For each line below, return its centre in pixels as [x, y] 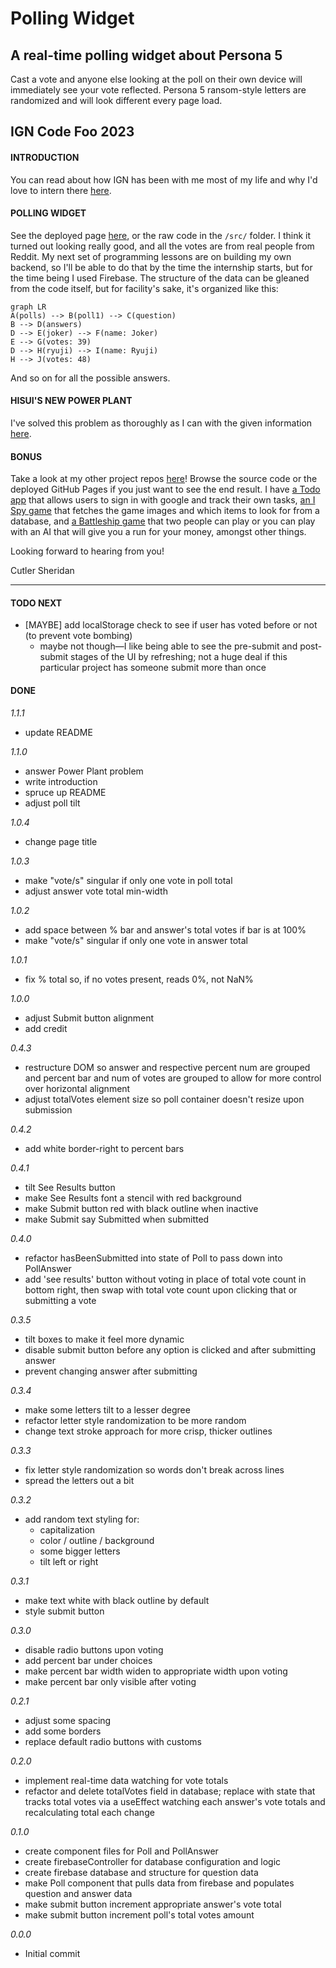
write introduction [61, 781]
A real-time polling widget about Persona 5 [146, 55]
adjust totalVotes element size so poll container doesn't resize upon [164, 1099]
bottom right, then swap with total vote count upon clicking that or [161, 1289]
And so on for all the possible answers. [90, 378]
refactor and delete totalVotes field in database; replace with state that [170, 1791]
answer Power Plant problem [84, 771]
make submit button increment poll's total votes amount [139, 1914]
